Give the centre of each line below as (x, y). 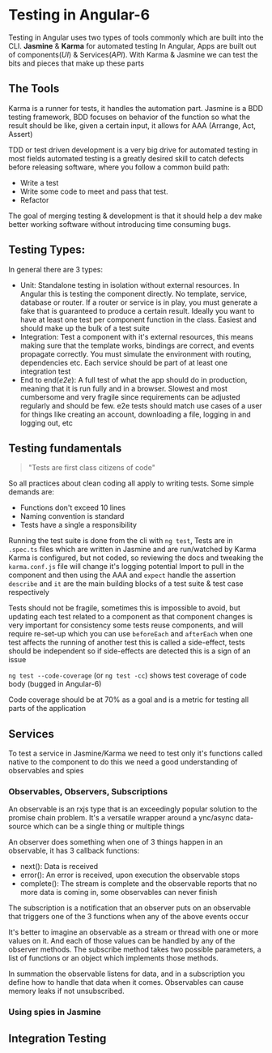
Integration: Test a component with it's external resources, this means (136, 336)
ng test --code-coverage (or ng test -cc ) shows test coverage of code (127, 675)
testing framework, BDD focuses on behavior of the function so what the (130, 117)
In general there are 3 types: (56, 269)
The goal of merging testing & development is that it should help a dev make (136, 216)
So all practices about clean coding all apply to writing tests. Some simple (131, 483)
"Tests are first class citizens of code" (91, 468)
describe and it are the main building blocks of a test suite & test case (126, 584)
